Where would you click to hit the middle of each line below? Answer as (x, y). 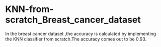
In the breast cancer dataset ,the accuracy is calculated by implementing (81, 33)
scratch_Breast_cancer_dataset (73, 20)
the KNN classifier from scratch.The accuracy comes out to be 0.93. (76, 39)
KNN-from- (29, 9)
